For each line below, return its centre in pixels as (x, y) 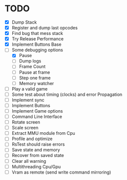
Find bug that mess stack (37, 33)
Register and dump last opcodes (45, 28)
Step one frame (35, 78)
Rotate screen (26, 122)
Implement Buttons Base (37, 44)
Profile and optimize (32, 139)
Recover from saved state (38, 155)
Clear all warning (29, 161)
